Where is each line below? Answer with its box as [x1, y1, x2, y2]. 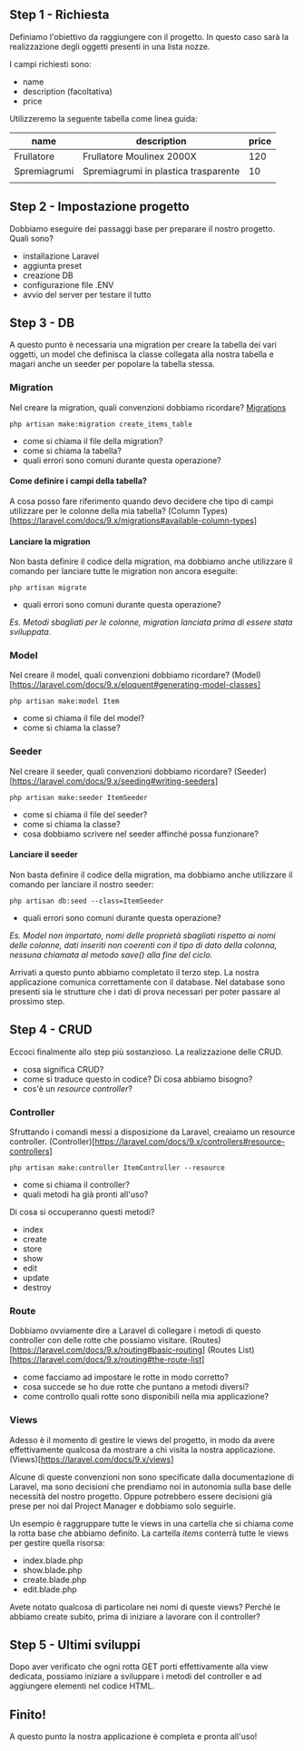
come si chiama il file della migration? [22, 435, 163, 446]
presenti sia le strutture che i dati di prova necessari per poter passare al [9, 985, 281, 997]
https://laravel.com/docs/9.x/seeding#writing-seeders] [12, 776, 219, 786]
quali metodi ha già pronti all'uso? [22, 1189, 149, 1200]
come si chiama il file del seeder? [22, 808, 148, 820]
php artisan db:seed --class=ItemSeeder [9, 896, 165, 905]
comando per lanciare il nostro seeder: [9, 878, 154, 889]
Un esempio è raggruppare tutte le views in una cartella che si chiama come [9, 1518, 294, 1528]
